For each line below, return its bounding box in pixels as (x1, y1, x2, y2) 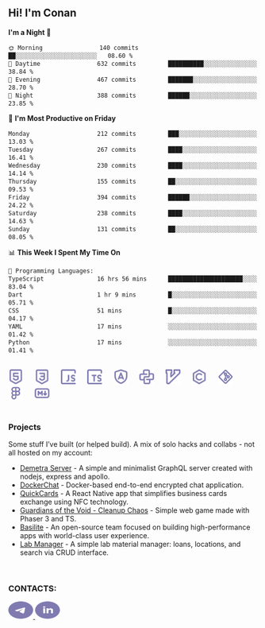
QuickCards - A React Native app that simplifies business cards (19, 489, 228, 498)
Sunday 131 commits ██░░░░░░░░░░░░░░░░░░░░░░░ (8, 225, 258, 233)
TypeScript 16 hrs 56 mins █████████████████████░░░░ (8, 274, 258, 283)
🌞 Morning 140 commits (8, 44, 139, 52)
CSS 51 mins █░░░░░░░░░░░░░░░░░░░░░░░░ (8, 306, 258, 315)
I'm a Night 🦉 (8, 27, 52, 37)
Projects (8, 421, 41, 432)
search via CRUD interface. (19, 548, 109, 557)
